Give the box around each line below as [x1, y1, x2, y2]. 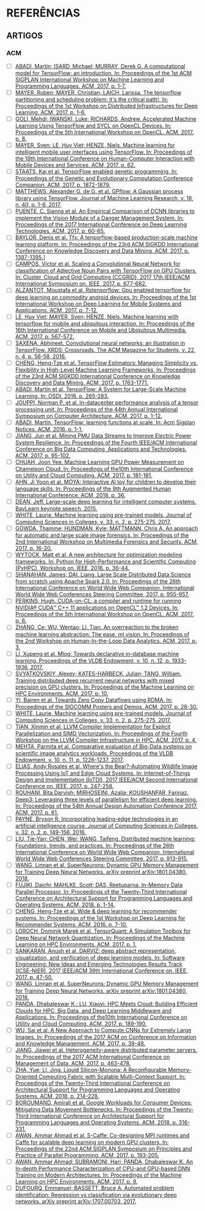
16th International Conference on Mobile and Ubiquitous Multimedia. [15, 326, 187, 334]
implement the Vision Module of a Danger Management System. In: [15, 214, 184, 222]
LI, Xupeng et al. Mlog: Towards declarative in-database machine [15, 650, 179, 657]
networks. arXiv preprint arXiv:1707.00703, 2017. [15, 1198, 137, 1205]
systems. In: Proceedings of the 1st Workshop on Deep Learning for [15, 915, 185, 922]
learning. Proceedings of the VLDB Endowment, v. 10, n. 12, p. [15, 656, 171, 664]
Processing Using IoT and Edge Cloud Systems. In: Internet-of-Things [15, 769, 190, 777]
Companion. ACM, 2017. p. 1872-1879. [15, 181, 111, 189]
